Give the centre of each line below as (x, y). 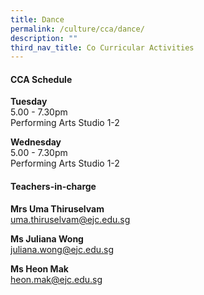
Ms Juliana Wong (47, 238)
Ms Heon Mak (39, 268)
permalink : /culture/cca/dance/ (77, 29)
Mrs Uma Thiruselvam (57, 208)
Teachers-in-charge (53, 187)
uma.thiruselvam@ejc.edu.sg (70, 219)
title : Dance (37, 19)
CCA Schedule (41, 79)
